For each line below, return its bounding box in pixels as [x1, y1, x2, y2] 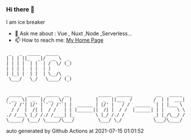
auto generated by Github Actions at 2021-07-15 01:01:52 [6, 128, 144, 135]
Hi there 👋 [6, 5, 35, 14]
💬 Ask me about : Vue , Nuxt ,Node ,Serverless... [14, 30, 132, 37]
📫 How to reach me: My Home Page [14, 36, 104, 44]
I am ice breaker [6, 19, 45, 26]
